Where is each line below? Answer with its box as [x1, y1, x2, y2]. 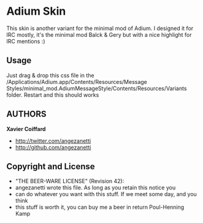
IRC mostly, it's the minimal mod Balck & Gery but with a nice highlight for [6, 31, 192, 38]
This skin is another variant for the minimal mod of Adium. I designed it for [6, 25, 194, 32]
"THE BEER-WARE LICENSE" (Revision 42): [15, 178, 124, 185]
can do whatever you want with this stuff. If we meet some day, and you [15, 191, 197, 198]
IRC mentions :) [6, 37, 45, 45]
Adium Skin [6, 4, 66, 18]
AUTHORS [6, 109, 47, 119]
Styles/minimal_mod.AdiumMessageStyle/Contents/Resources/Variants [6, 85, 187, 92]
